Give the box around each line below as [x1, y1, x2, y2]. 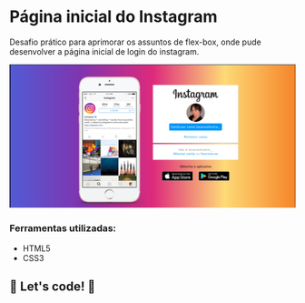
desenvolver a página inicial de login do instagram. [9, 45, 200, 56]
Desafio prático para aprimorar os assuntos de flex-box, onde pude [9, 36, 261, 47]
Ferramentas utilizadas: [9, 222, 116, 235]
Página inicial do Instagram [9, 6, 218, 27]
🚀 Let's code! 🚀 [9, 279, 96, 295]
